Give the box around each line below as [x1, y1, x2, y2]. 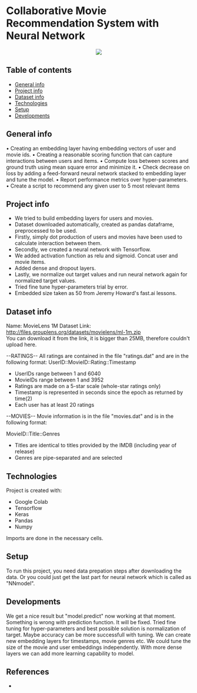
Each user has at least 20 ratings [14, 401, 95, 409]
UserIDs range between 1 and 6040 [14, 370, 101, 377]
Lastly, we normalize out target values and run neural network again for [14, 271, 188, 278]
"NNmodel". [6, 580, 35, 587]
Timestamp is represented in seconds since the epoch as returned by [14, 389, 183, 396]
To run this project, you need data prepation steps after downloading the [6, 567, 182, 574]
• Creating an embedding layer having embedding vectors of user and [6, 145, 176, 152]
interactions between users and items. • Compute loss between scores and [6, 157, 189, 164]
